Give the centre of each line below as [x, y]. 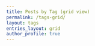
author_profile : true [33, 34]
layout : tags [23, 23]
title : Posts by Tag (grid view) [48, 12]
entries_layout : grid [33, 28]
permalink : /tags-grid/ [36, 17]
